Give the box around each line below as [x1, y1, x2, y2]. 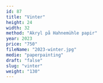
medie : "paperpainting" [6, 52, 64, 58]
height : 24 [6, 19, 33, 25]
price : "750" [6, 41, 38, 47]
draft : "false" [6, 57, 43, 63]
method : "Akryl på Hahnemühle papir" [6, 30, 98, 36]
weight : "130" [6, 68, 41, 74]
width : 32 [6, 25, 30, 31]
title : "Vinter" [6, 14, 45, 20]
